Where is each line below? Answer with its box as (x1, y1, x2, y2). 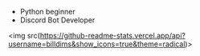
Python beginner (19, 7, 76, 16)
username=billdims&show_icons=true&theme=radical (8, 39, 186, 49)
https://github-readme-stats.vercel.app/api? (39, 31, 186, 40)
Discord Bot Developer (19, 15, 96, 25)
